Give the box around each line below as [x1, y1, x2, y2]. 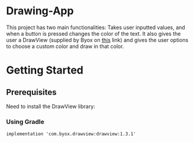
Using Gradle [6, 117, 44, 126]
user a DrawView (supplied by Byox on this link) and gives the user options [6, 36, 189, 43]
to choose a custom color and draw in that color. [6, 43, 124, 50]
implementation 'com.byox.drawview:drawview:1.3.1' [6, 131, 136, 137]
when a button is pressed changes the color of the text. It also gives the [6, 30, 181, 37]
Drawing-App [6, 4, 74, 18]
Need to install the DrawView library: [6, 103, 96, 110]
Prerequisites [6, 87, 57, 97]
